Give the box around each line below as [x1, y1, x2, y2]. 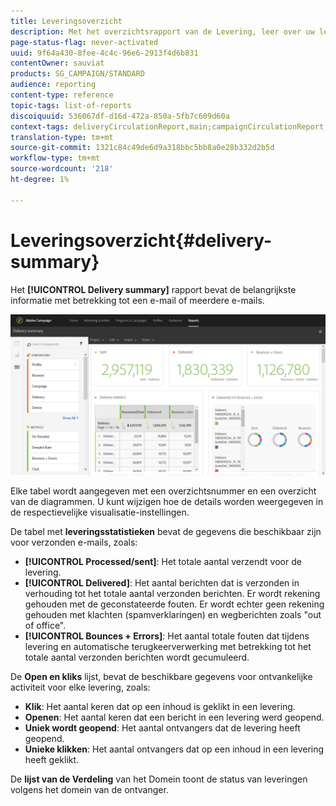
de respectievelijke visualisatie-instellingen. [10, 506, 190, 519]
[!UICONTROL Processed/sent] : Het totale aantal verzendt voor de [24, 556, 302, 568]
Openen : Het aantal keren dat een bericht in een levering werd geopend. [24, 711, 325, 724]
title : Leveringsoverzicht [10, 16, 123, 26]
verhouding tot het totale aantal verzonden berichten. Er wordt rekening [24, 588, 321, 600]
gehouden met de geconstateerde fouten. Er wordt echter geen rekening [24, 598, 325, 610]
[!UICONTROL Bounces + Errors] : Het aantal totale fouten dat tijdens [24, 630, 310, 642]
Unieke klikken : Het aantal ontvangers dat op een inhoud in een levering [24, 743, 325, 755]
